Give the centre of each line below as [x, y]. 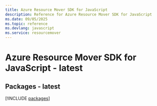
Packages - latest [33, 86]
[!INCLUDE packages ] [28, 98]
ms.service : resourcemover [33, 33]
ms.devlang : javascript [30, 28]
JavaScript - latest [44, 68]
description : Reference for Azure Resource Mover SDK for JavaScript [79, 14]
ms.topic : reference [27, 24]
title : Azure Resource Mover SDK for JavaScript [56, 10]
